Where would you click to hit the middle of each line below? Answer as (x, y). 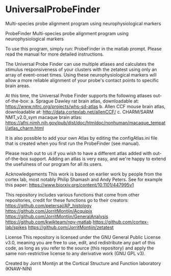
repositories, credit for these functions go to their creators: (67, 200)
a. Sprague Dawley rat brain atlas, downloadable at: (85, 101)
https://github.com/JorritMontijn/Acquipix (49, 211)
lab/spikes (16, 227)
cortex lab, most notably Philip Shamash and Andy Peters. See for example (84, 179)
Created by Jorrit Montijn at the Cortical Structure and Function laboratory (83, 263)
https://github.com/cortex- (121, 222)
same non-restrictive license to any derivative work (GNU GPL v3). (75, 253)
